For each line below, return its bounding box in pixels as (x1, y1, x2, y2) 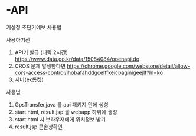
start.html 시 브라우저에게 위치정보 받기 (14, 115, 106, 122)
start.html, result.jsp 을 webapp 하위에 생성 (14, 108, 117, 115)
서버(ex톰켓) (14, 76, 44, 83)
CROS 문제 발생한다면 (14, 62, 66, 69)
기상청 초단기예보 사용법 (6, 24, 62, 31)
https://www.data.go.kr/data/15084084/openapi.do (14, 55, 140, 62)
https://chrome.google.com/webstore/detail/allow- (67, 62, 190, 69)
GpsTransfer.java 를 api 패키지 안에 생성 (14, 101, 109, 108)
